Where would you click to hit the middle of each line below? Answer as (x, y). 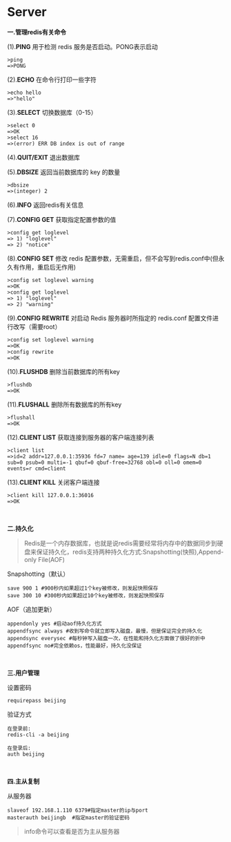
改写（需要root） (37, 326)
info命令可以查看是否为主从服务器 (72, 831)
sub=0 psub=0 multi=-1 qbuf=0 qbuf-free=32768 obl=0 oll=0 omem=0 (104, 462)
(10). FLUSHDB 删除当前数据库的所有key (64, 371)
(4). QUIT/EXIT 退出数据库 (44, 157)
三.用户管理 (23, 673)
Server (27, 12)
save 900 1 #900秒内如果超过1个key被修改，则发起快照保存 (83, 588)
